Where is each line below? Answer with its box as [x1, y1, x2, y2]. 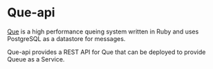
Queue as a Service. [7, 55, 65, 63]
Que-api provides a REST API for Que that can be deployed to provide [7, 48, 206, 56]
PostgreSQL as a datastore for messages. [7, 34, 126, 42]
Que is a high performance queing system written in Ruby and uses [7, 27, 199, 36]
